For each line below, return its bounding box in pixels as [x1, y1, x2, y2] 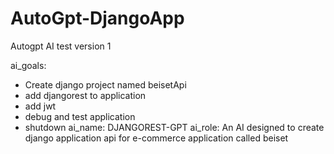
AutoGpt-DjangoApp [10, 7, 185, 30]
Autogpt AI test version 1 [10, 40, 112, 52]
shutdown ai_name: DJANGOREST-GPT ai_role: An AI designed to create [24, 121, 325, 133]
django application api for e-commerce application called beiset [24, 132, 289, 144]
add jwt [24, 100, 57, 112]
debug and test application [24, 110, 136, 122]
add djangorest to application [24, 89, 147, 101]
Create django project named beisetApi [24, 78, 187, 91]
